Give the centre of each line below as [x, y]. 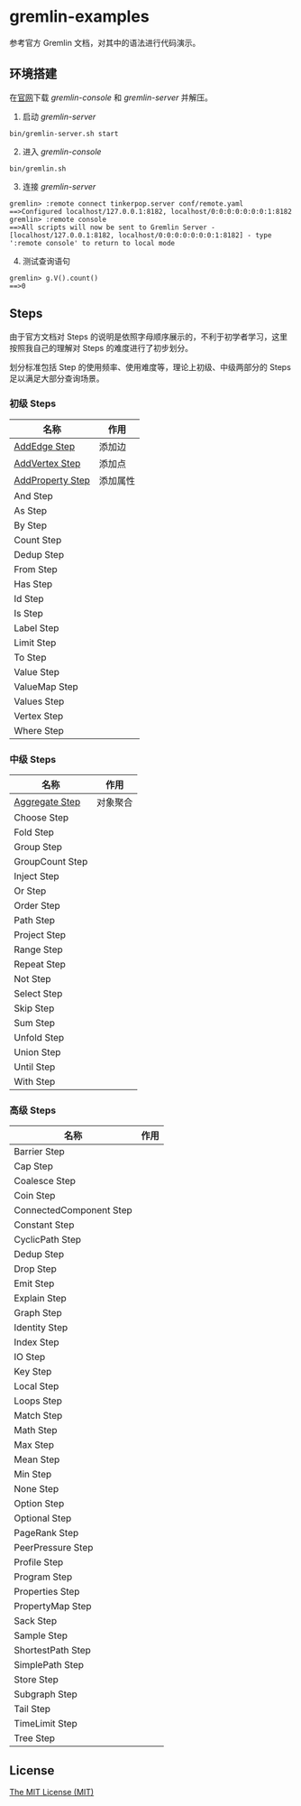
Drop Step [35, 1269]
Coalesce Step [45, 1181]
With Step [35, 1082]
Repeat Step [40, 965]
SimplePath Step [49, 1665]
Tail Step [32, 1709]
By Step [31, 525]
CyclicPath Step [48, 1240]
